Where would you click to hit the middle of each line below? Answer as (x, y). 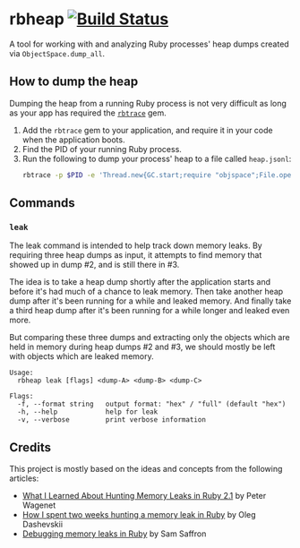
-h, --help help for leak (88, 412)
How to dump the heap (74, 82)
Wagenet (39, 505)
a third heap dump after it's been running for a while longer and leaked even (150, 311)
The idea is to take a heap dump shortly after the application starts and (140, 282)
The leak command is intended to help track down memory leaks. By (136, 245)
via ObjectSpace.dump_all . (57, 53)
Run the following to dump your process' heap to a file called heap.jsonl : (157, 158)
